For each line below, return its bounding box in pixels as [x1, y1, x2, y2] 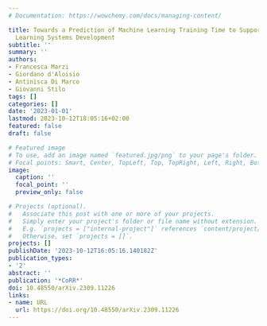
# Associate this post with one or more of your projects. [8, 210, 215, 218]
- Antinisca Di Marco [8, 77, 80, 86]
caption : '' [15, 173, 56, 181]
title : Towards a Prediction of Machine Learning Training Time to [8, 25, 237, 34]
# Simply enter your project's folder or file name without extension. [8, 217, 258, 225]
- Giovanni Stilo [8, 85, 66, 93]
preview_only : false [15, 188, 83, 196]
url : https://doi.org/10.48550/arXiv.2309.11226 [15, 306, 180, 314]
